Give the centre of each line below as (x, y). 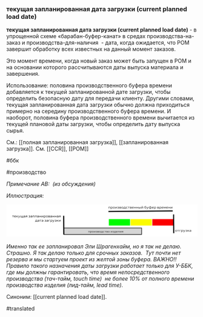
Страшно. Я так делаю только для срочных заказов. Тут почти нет (94, 253)
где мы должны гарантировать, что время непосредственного (88, 272)
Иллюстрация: (25, 196)
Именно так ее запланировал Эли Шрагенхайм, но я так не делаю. (94, 247)
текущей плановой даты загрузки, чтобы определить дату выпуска (93, 124)
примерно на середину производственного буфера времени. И (89, 112)
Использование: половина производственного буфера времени (89, 85)
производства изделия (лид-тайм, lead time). (65, 285)
